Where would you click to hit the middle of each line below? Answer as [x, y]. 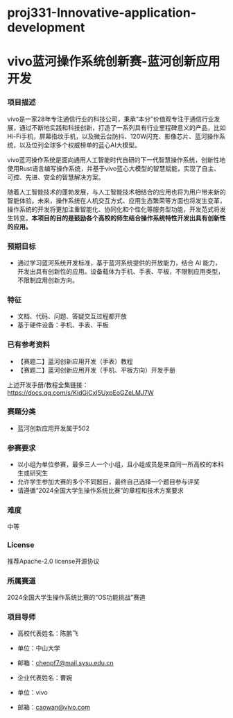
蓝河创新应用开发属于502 [53, 428]
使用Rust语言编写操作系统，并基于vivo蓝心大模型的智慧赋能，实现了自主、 [114, 168]
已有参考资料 [29, 345]
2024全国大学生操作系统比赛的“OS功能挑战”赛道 [76, 597]
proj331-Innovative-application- [102, 13]
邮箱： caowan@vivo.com [53, 708]
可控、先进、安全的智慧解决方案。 [56, 177]
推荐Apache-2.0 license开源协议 [53, 561]
